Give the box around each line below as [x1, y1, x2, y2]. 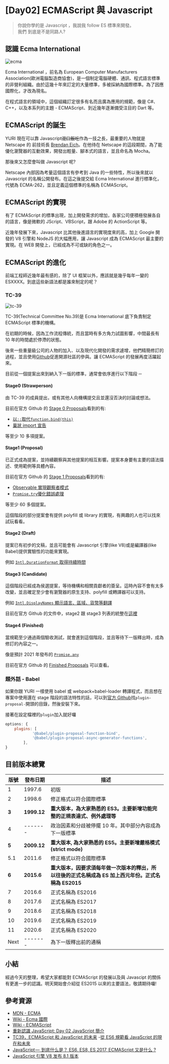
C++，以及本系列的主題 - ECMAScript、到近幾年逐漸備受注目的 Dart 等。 [5, 104, 157, 111]
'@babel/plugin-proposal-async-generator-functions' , [32, 735, 147, 741]
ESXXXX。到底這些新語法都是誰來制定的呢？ [5, 279, 98, 285]
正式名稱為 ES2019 [50, 917, 97, 924]
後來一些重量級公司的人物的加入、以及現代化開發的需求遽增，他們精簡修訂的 [5, 347, 164, 353]
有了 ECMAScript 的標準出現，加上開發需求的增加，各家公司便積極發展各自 [5, 212, 161, 218]
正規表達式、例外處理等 [60, 812, 117, 820]
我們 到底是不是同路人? [17, 28, 65, 34]
